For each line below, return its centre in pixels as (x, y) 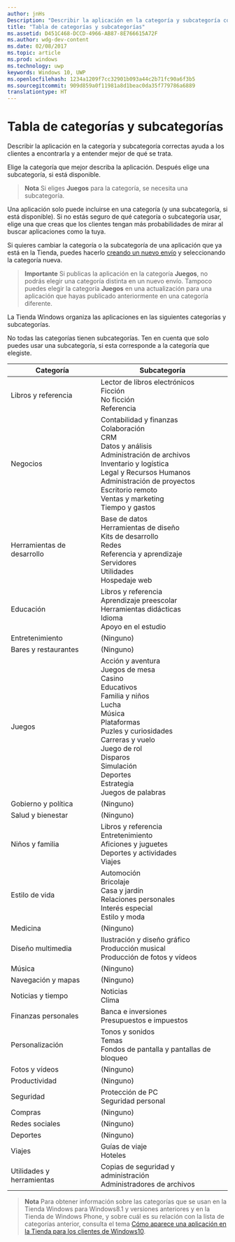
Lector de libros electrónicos (147, 382)
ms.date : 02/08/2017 (37, 46)
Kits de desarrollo (129, 536)
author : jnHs (26, 14)
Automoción (121, 873)
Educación (28, 609)
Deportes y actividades (138, 853)
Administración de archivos (145, 455)
